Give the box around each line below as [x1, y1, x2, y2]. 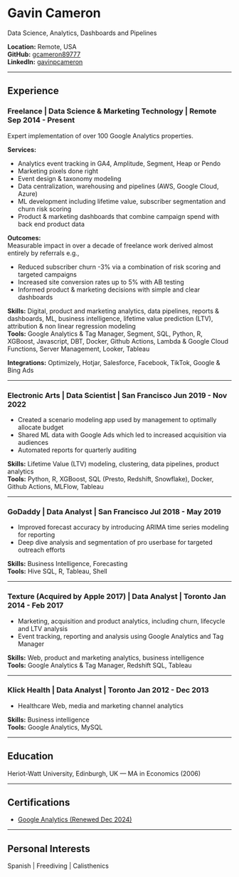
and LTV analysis [17, 624, 68, 632]
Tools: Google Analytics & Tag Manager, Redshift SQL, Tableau [7, 661, 192, 670]
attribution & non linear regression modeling [7, 322, 137, 330]
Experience [7, 85, 59, 97]
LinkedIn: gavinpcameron [7, 57, 83, 66]
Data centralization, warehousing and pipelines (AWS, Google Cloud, [17, 182, 219, 190]
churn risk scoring [17, 205, 72, 213]
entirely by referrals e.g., [7, 248, 80, 257]
